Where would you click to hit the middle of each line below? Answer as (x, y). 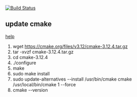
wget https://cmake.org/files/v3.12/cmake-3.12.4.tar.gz (70, 46)
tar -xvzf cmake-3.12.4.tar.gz (43, 52)
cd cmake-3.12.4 (30, 57)
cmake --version (30, 90)
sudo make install (31, 73)
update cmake (29, 24)
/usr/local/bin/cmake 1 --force (44, 84)
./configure (25, 63)
